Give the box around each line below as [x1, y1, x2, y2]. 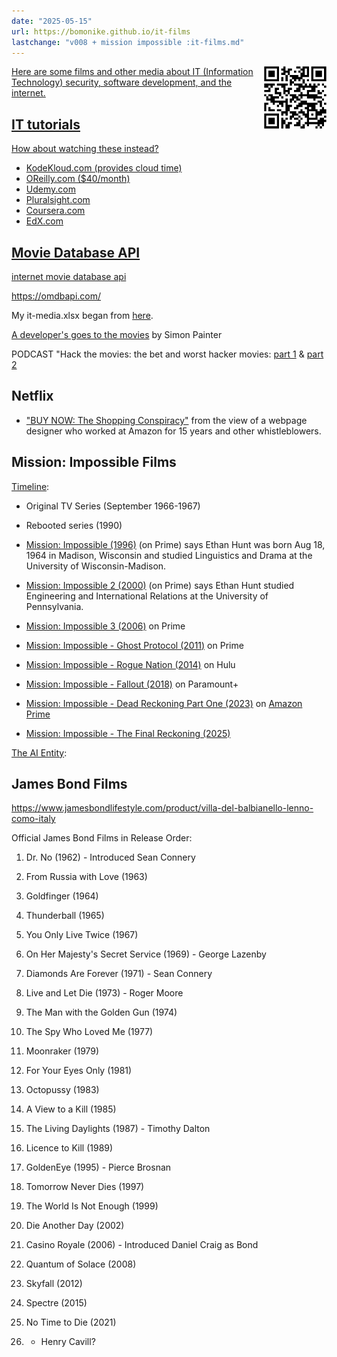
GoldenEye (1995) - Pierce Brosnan [25, 1161, 172, 1174]
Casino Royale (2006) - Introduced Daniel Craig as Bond [25, 1239, 259, 1251]
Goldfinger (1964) [25, 890, 99, 902]
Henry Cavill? [40, 1336, 96, 1348]
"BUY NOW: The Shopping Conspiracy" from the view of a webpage [25, 414, 308, 426]
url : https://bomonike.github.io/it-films [11, 26, 191, 37]
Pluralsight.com [25, 194, 91, 206]
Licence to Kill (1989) [25, 1142, 114, 1154]
